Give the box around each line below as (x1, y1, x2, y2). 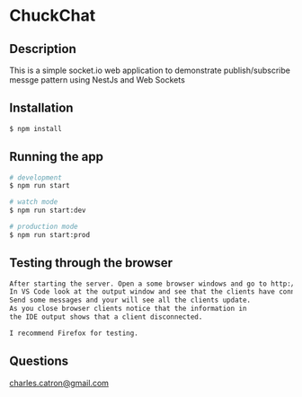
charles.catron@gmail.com (9, 377, 110, 388)
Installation (9, 101, 74, 116)
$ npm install (9, 124, 63, 133)
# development (9, 172, 63, 182)
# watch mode (9, 198, 58, 207)
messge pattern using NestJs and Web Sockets (9, 75, 186, 85)
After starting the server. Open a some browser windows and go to (9, 279, 268, 288)
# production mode (9, 222, 78, 231)
